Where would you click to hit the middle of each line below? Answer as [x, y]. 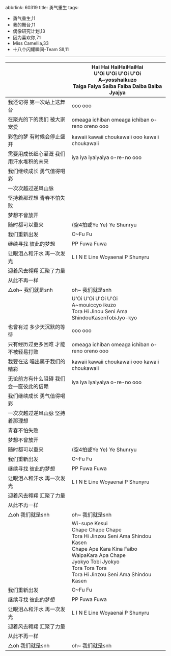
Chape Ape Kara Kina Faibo [104, 549]
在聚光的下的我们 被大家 [37, 119]
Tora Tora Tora [89, 568]
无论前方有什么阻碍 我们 [37, 379]
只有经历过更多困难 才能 [37, 344]
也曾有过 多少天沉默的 [34, 327]
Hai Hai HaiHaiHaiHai [117, 67]
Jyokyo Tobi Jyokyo [95, 562]
